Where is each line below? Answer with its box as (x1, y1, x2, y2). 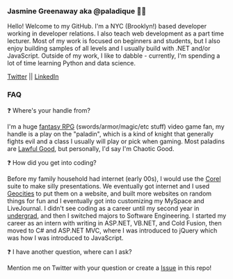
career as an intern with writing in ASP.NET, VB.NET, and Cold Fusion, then (7, 218, 222, 227)
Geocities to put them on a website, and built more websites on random (7, 189, 212, 198)
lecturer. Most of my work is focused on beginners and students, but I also (7, 37, 220, 45)
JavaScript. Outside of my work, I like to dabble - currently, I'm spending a (7, 51, 220, 60)
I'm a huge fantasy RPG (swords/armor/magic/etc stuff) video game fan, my (7, 122, 225, 131)
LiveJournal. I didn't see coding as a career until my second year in (7, 204, 200, 212)
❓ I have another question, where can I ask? (7, 247, 132, 256)
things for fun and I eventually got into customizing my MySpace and (7, 196, 204, 205)
